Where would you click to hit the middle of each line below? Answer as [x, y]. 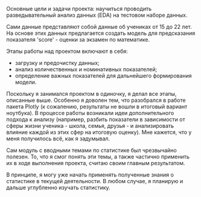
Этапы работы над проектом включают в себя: [67, 51]
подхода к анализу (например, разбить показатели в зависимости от [96, 119]
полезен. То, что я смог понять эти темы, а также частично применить [98, 157]
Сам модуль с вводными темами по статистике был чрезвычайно [91, 150]
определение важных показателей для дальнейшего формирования [103, 76]
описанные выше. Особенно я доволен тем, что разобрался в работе [96, 100]
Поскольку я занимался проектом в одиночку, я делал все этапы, [91, 94]
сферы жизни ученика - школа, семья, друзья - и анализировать [90, 126]
